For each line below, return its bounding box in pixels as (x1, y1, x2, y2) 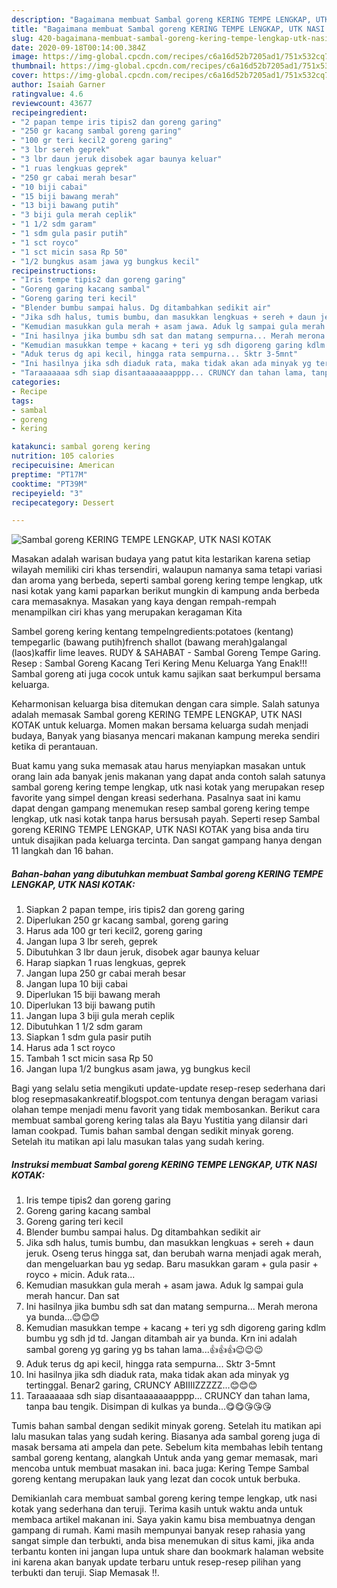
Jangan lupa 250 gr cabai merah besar (25, 967, 187, 980)
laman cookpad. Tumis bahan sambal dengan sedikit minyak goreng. (11, 1125, 294, 1137)
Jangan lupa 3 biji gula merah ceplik (25, 1010, 176, 1022)
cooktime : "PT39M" (11, 479, 88, 489)
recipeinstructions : (11, 266, 98, 276)
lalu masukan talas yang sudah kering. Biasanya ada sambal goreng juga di (11, 1431, 321, 1443)
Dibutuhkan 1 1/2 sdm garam (25, 1021, 143, 1033)
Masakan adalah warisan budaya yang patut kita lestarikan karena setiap (11, 553, 311, 565)
